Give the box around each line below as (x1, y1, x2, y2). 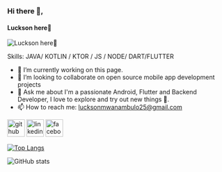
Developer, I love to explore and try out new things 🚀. (17, 95, 170, 103)
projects (17, 80, 42, 89)
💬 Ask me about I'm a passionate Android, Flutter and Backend (17, 88, 197, 96)
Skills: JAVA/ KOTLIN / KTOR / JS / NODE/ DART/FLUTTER (7, 52, 174, 61)
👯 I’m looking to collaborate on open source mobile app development (17, 73, 215, 82)
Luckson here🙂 (7, 24, 52, 32)
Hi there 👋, (7, 6, 44, 16)
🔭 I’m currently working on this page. (17, 66, 123, 74)
